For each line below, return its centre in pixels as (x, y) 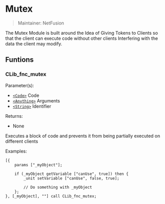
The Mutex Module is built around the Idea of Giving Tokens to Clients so (82, 33)
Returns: (14, 116)
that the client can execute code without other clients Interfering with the (82, 38)
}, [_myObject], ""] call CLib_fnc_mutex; (51, 196)
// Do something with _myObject (58, 187)
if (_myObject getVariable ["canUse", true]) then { (72, 174)
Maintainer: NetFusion (41, 23)
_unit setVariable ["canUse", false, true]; (72, 178)
